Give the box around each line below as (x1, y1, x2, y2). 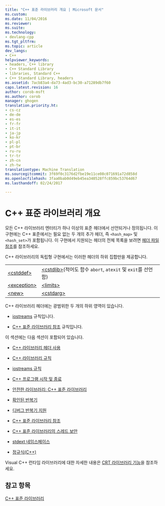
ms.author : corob (5, 94, 41, 99)
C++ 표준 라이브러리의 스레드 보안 (12, 428, 78, 434)
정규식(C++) (12, 449, 37, 455)
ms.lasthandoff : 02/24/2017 (5, 181, 63, 186)
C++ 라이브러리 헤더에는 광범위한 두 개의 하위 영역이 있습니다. (5, 303, 124, 309)
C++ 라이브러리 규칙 (12, 355, 52, 361)
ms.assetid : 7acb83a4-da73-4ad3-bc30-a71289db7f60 (5, 80, 111, 85)
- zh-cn (5, 158, 21, 163)
